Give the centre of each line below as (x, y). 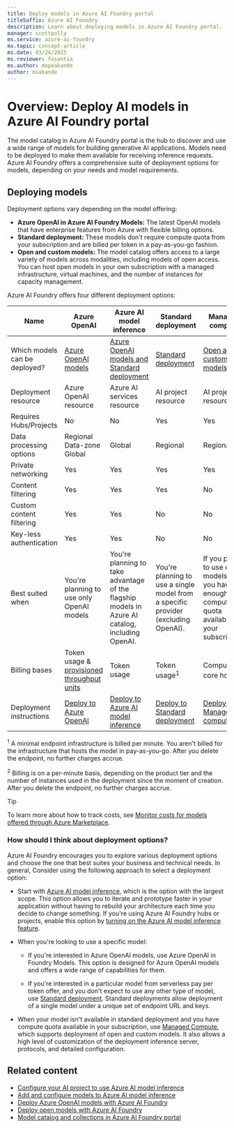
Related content (42, 1071)
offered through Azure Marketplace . (58, 822)
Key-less (26, 534)
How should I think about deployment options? (88, 840)
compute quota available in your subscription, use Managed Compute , (118, 1026)
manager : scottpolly (37, 33)
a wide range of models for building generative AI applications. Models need (117, 148)
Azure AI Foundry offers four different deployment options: (92, 295)
